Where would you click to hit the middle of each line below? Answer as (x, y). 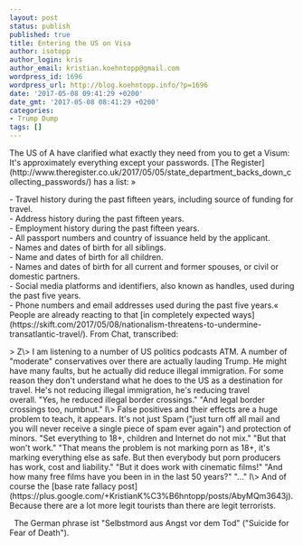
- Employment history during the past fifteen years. (104, 228)
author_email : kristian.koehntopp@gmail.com (95, 69)
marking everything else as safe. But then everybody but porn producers (145, 457)
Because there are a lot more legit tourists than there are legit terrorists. (142, 505)
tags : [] (26, 128)
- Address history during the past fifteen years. (97, 219)
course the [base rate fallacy (63, 486)
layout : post (34, 18)
